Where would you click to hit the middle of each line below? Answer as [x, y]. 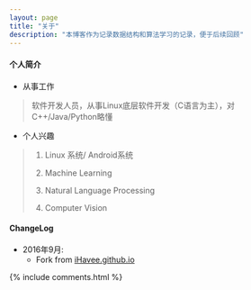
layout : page [34, 18]
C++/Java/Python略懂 [72, 116]
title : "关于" [35, 26]
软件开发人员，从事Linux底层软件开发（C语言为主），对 [133, 105]
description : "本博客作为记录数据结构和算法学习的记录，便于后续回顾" [127, 34]
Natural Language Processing [100, 190]
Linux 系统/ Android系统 [89, 155]
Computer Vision [76, 207]
